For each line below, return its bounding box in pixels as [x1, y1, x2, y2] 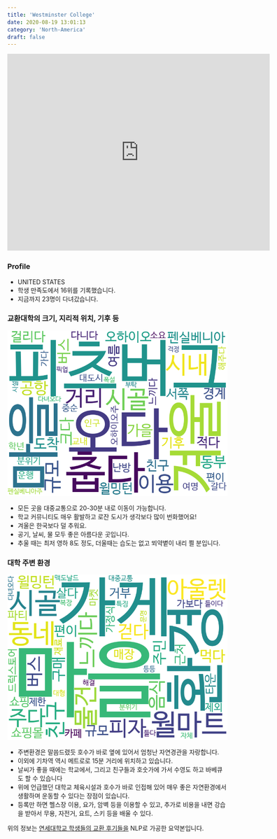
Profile [7, 262, 31, 272]
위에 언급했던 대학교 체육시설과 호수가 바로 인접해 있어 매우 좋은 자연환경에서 [17, 783, 227, 791]
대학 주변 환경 [7, 558, 51, 567]
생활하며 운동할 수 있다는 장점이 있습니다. [17, 791, 130, 801]
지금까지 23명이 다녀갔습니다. [17, 295, 99, 303]
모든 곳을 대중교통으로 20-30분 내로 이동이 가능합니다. [17, 504, 166, 512]
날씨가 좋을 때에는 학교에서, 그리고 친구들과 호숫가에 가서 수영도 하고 [17, 766, 204, 774]
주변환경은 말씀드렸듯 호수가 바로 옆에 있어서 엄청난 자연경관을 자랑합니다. [17, 748, 220, 756]
